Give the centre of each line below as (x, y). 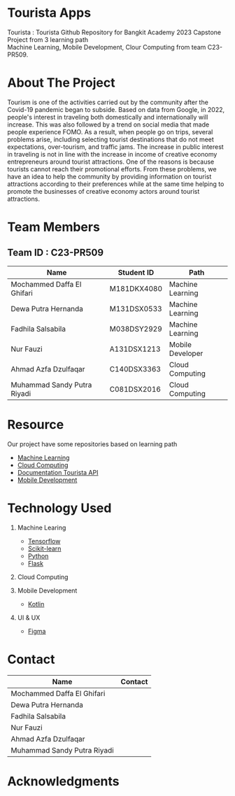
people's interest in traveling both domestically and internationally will (108, 117)
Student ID (136, 272)
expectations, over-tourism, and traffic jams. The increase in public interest (115, 147)
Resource (36, 425)
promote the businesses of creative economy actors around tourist (104, 191)
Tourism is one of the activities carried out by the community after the (108, 102)
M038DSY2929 (136, 329)
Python (38, 556)
